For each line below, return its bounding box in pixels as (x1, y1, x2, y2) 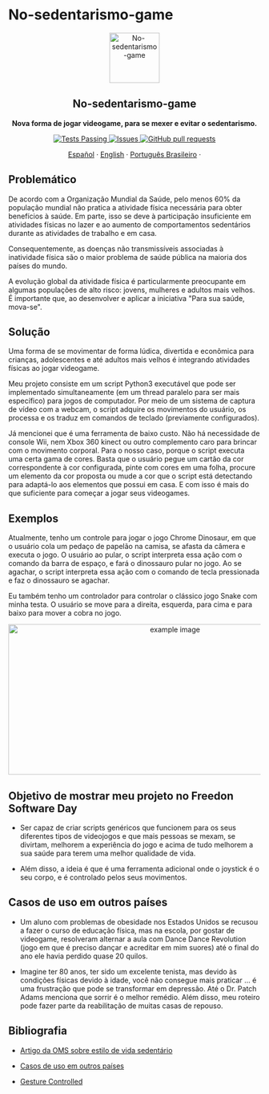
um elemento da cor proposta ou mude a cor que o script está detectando (8, 471, 253, 481)
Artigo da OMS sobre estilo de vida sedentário (19, 1045, 173, 1055)
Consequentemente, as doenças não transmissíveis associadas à (8, 243, 224, 254)
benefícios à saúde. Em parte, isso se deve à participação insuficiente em (8, 211, 252, 221)
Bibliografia (8, 1024, 68, 1038)
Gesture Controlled (19, 1076, 83, 1086)
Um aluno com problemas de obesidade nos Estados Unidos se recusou (19, 917, 259, 926)
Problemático (8, 173, 77, 186)
